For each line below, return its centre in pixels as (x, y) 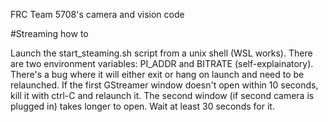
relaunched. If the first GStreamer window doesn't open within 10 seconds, (164, 85)
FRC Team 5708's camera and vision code (97, 14)
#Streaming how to (49, 33)
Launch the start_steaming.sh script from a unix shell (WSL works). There (161, 53)
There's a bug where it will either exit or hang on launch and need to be (157, 74)
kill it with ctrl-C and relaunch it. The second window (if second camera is (162, 95)
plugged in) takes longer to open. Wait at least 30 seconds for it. (142, 106)
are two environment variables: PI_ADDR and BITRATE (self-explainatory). (162, 63)
